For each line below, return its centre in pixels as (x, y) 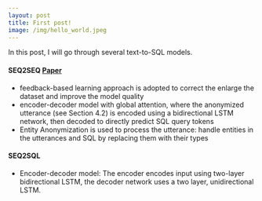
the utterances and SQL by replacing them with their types (114, 137)
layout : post (29, 15)
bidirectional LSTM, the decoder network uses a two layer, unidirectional (136, 181)
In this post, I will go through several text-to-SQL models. (100, 53)
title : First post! (40, 23)
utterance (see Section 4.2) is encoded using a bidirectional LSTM (126, 113)
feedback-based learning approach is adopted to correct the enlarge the (137, 88)
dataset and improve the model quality (82, 96)
